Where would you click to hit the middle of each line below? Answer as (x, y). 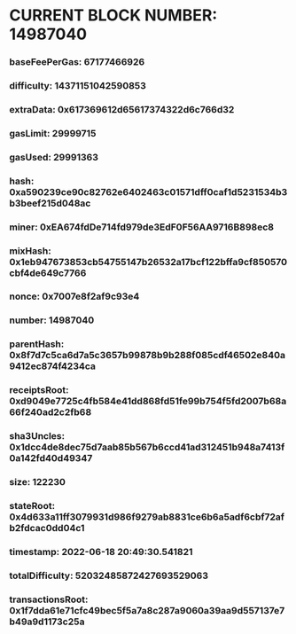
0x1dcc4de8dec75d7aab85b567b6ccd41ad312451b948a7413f (147, 447)
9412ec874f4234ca (52, 366)
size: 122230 (38, 482)
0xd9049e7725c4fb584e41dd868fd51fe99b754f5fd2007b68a (148, 402)
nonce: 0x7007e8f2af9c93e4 (74, 296)
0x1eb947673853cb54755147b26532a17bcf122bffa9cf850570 (148, 262)
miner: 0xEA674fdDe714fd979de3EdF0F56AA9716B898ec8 (142, 227)
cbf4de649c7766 (48, 273)
